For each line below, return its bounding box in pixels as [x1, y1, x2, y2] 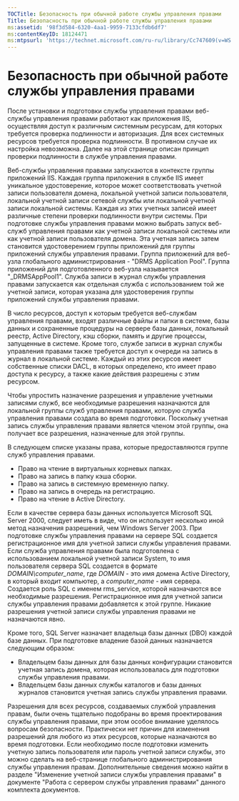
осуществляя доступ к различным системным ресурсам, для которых [7, 122, 223, 131]
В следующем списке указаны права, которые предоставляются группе [7, 443, 228, 452]
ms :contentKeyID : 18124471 [7, 30, 88, 38]
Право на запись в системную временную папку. [17, 479, 169, 488]
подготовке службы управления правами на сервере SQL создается [7, 532, 218, 540]
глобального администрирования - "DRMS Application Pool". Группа [22, 257, 230, 266]
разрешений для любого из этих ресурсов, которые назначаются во [7, 732, 218, 741]
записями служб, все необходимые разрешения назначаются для [7, 399, 210, 407]
